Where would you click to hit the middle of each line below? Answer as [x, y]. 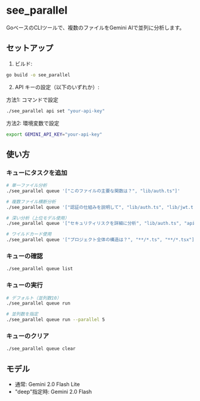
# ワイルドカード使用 [29, 234]
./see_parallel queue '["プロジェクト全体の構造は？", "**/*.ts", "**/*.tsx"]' [102, 240]
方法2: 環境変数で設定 [33, 123]
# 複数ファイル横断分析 [31, 202]
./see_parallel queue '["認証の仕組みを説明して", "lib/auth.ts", [85, 207]
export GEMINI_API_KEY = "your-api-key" [54, 134]
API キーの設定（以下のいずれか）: [57, 87]
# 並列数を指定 [22, 314]
